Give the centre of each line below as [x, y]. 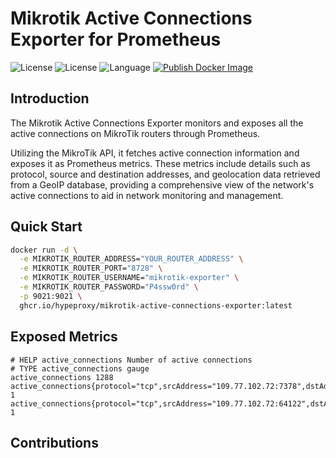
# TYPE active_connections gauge [80, 368]
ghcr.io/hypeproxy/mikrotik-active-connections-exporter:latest [156, 305]
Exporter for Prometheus [116, 39]
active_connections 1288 [62, 377]
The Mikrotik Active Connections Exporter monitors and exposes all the [157, 123]
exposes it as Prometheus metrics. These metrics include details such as [160, 163]
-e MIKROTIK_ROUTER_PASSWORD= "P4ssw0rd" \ [109, 287]
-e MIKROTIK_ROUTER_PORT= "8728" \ [91, 268]
